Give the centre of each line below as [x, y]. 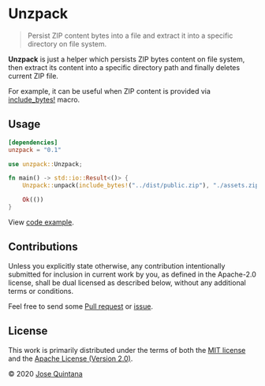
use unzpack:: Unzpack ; [45, 164]
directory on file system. [67, 43]
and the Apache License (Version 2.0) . [71, 358]
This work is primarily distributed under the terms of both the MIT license [127, 350]
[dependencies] [33, 143]
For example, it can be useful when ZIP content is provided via [110, 91]
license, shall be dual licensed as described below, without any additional [127, 282]
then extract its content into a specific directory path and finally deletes [124, 67]
